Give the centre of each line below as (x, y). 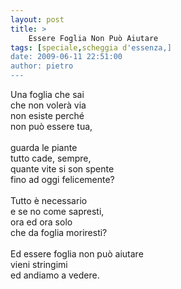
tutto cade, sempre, (51, 158)
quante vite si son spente (62, 169)
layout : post (37, 19)
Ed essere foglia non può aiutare (77, 254)
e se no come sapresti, (57, 211)
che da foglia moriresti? (59, 232)
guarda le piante (44, 147)
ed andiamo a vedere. (55, 275)
